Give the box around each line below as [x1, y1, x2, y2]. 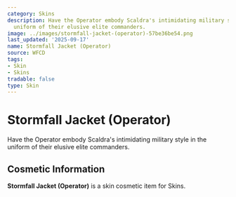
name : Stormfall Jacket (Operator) [7, 43, 112, 50]
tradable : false [7, 75, 55, 83]
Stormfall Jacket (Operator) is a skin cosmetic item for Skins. [7, 182, 186, 190]
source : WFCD [7, 50, 46, 57]
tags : [7, 56, 23, 63]
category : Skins [7, 10, 55, 18]
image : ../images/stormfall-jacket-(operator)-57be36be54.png [7, 29, 193, 37]
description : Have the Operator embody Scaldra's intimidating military [7, 17, 225, 24]
